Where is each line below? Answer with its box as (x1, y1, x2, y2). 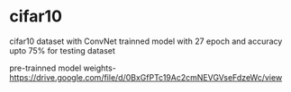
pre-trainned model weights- (9, 63, 117, 73)
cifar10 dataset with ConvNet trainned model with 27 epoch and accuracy (9, 36, 283, 46)
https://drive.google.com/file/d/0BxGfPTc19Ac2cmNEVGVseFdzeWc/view (9, 71, 283, 82)
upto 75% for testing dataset (9, 45, 115, 55)
